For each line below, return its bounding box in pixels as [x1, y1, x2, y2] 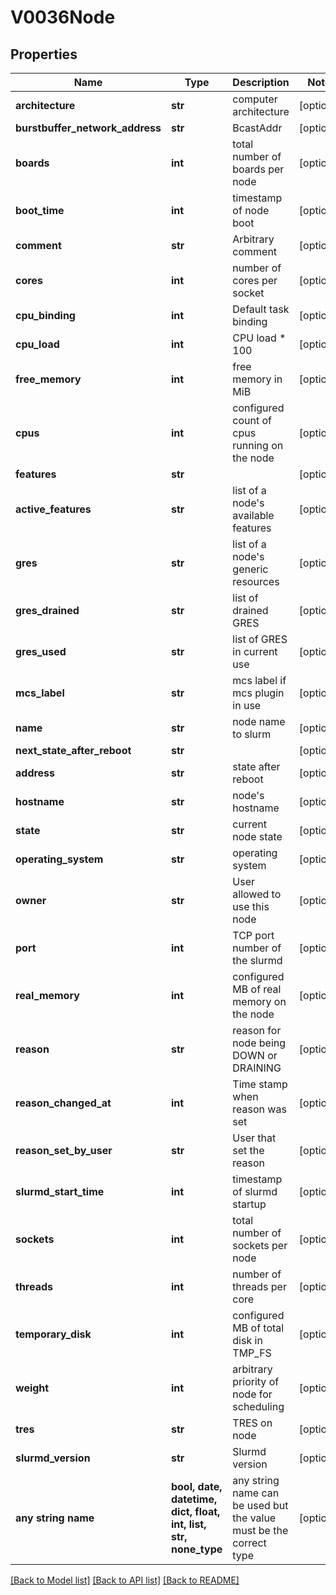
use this [232, 900, 270, 913]
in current [232, 645, 278, 658]
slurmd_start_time [15, 1185, 105, 1198]
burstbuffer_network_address [15, 121, 162, 135]
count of [232, 414, 273, 427]
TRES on [232, 1416, 273, 1430]
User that [232, 1131, 277, 1145]
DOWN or [232, 1049, 278, 1062]
